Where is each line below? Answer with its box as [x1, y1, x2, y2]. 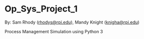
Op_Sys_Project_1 [4, 3, 78, 14]
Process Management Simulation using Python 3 [4, 28, 103, 34]
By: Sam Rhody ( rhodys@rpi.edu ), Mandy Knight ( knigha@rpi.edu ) [4, 19, 140, 25]
